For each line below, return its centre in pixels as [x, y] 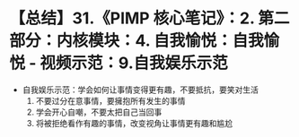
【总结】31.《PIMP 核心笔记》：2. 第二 [149, 18]
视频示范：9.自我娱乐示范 [134, 63]
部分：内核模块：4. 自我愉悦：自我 [137, 41]
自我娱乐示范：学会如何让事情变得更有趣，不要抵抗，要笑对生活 [140, 90]
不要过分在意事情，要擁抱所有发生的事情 [110, 100]
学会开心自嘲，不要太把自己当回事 [99, 112]
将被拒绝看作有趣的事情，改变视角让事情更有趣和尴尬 [134, 123]
